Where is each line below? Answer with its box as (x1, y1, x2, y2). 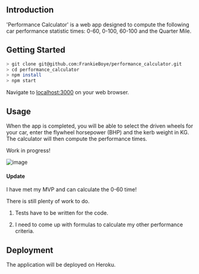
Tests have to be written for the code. (14, 209, 109, 217)
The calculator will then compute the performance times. (6, 135, 148, 142)
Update (6, 172, 25, 180)
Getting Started (6, 45, 66, 55)
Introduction (6, 5, 54, 15)
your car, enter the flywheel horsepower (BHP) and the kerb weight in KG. (6, 128, 189, 135)
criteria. (14, 227, 34, 235)
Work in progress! (6, 146, 51, 154)
